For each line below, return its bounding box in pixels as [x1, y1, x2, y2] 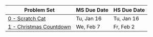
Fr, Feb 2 [113, 23, 135, 30]
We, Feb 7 [76, 23, 101, 30]
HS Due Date [113, 7, 145, 13]
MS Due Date [76, 7, 108, 13]
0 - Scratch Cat [8, 15, 46, 22]
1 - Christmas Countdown [8, 23, 71, 30]
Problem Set [24, 7, 55, 13]
